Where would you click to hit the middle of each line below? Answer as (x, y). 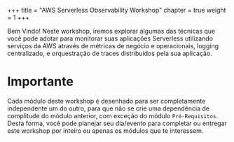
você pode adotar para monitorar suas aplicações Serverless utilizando (110, 38)
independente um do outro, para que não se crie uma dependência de (109, 108)
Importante (40, 81)
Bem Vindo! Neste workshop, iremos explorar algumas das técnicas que (111, 31)
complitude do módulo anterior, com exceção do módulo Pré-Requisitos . (113, 115)
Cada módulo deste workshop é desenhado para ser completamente (106, 101)
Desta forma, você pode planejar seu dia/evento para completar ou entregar (117, 123)
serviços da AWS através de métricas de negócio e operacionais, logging (113, 46)
